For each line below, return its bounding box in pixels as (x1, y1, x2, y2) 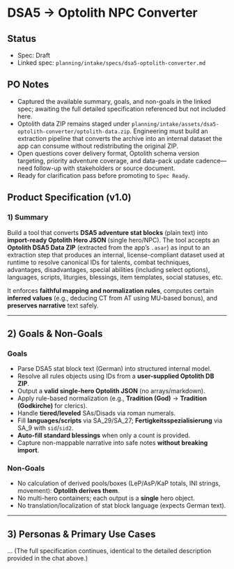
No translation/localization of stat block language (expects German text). (17, 501, 226, 510)
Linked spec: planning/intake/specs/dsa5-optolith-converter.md (17, 59, 206, 67)
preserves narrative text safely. (7, 301, 99, 310)
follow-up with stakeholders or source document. (33, 164, 175, 172)
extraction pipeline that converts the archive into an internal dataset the (17, 134, 223, 142)
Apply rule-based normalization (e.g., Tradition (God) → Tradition (17, 394, 208, 402)
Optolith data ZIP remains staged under (17, 119, 130, 128)
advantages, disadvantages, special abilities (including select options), (7, 265, 210, 273)
